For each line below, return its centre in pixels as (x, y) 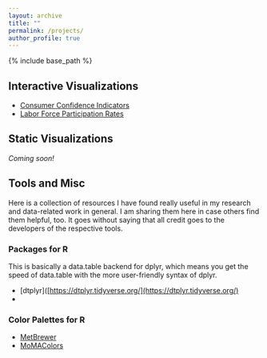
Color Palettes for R (47, 320)
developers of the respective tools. (66, 228)
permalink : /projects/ (46, 30)
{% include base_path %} (50, 61)
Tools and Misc (47, 184)
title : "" (25, 23)
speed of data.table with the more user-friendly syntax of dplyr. (113, 275)
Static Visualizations (61, 139)
